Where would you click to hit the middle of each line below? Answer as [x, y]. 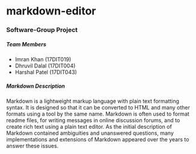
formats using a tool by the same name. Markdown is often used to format [98, 114]
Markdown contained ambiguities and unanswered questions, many [90, 133]
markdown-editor [51, 11]
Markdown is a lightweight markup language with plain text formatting [93, 101]
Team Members [26, 44]
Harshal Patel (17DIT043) [46, 72]
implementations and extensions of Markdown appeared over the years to [98, 140]
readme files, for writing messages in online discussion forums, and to [93, 120]
